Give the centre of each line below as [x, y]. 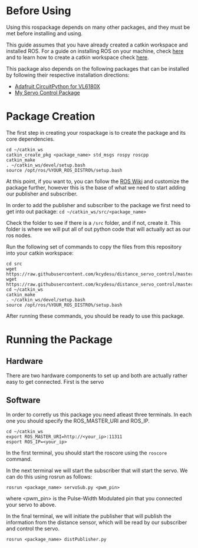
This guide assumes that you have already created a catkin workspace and [97, 45]
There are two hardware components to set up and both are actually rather [97, 376]
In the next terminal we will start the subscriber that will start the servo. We [97, 470]
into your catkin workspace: [40, 253]
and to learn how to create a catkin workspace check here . [77, 57]
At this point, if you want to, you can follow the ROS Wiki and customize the [98, 181]
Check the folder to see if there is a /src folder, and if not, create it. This [93, 222]
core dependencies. [30, 139]
